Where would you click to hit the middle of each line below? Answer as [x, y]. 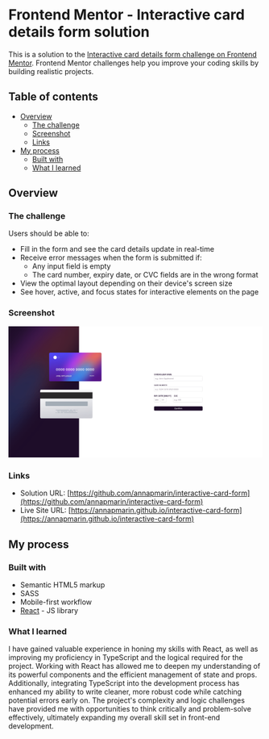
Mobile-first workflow [56, 602]
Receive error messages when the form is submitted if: [111, 258]
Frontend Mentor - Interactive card [127, 15]
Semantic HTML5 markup [62, 585]
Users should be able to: [49, 234]
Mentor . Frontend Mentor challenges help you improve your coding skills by [134, 63]
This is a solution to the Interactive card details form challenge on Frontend [133, 54]
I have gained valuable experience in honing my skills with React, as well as [133, 649]
